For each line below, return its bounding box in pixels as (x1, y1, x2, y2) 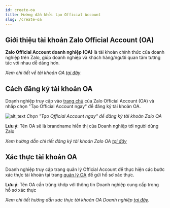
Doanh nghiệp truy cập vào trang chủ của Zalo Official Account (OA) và (5, 98, 155, 104)
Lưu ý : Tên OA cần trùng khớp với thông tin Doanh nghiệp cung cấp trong (5, 181, 159, 188)
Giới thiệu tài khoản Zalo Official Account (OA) (5, 36, 154, 44)
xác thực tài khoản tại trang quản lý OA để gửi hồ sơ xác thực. (5, 171, 134, 178)
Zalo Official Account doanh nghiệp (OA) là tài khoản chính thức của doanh (5, 49, 165, 55)
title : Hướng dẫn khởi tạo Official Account (5, 12, 101, 17)
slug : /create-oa (5, 17, 42, 22)
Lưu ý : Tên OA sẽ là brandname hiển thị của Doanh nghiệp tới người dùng (5, 123, 159, 129)
